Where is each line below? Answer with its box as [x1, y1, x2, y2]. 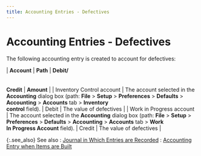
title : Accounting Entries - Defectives [6, 8, 110, 15]
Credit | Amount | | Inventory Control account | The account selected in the [6, 86, 195, 93]
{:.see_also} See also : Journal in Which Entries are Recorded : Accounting [6, 136, 192, 143]
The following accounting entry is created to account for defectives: [6, 55, 176, 62]
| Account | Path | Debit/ [6, 67, 68, 74]
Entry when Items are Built [6, 143, 72, 150]
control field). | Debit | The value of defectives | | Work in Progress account [6, 105, 195, 112]
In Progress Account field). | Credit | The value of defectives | [6, 125, 162, 132]
